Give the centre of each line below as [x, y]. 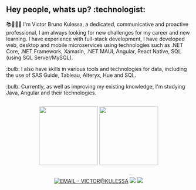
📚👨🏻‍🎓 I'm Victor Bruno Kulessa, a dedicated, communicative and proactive [97, 24]
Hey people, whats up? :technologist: [76, 10]
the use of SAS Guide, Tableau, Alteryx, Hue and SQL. [71, 75]
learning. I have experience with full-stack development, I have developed [95, 39]
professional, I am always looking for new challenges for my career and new [98, 32]
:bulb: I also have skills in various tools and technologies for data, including [97, 69]
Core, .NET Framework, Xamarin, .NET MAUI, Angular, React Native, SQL [94, 51]
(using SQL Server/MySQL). [40, 57]
